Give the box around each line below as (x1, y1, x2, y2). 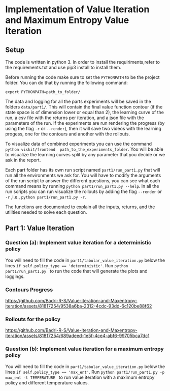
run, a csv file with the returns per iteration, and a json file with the (5, 115, 144, 121)
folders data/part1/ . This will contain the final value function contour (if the (5, 104, 163, 110)
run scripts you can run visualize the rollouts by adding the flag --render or (5, 188, 162, 194)
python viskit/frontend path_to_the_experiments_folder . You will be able (5, 146, 163, 152)
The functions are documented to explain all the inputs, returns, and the (5, 204, 155, 210)
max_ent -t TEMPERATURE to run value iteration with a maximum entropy (5, 374, 155, 380)
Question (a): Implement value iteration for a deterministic (5, 239, 151, 246)
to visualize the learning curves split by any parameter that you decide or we (5, 152, 165, 157)
